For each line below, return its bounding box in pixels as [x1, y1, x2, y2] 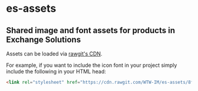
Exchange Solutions [6, 34, 81, 44]
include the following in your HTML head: [6, 68, 106, 75]
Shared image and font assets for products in [6, 25, 176, 35]
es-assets [6, 2, 57, 15]
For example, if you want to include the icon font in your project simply [6, 61, 177, 69]
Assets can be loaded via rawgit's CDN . [6, 50, 103, 57]
